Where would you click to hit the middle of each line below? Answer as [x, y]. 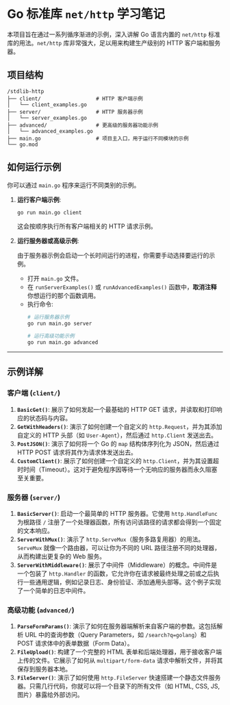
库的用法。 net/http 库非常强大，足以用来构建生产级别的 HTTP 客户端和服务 [114, 42]
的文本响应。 [35, 530]
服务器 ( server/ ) [34, 497]
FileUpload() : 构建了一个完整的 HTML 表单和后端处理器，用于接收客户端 [119, 652]
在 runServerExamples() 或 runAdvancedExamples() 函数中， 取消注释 [122, 287]
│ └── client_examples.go [47, 104]
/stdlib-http [26, 91]
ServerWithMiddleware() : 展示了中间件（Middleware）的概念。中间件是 [117, 565]
